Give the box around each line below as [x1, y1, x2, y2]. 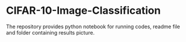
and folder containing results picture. [6, 29, 95, 36]
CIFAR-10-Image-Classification [6, 4, 161, 17]
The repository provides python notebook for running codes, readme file [6, 23, 181, 30]
